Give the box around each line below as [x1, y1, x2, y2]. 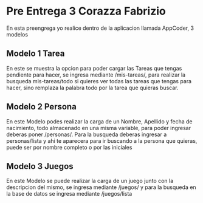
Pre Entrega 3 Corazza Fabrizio [6, 4, 166, 18]
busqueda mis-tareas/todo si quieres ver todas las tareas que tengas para [6, 77, 192, 84]
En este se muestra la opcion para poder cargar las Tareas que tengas [6, 64, 182, 72]
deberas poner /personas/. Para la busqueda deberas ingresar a [6, 131, 167, 138]
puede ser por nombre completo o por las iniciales [6, 143, 132, 151]
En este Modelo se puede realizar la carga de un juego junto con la [6, 177, 174, 185]
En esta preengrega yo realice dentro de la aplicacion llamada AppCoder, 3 [6, 24, 194, 32]
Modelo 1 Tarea [6, 49, 65, 59]
